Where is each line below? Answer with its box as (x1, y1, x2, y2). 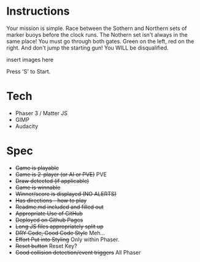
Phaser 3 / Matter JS (15, 109, 68, 117)
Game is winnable (15, 184, 61, 191)
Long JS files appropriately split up (15, 222, 104, 230)
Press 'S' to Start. (6, 67, 51, 75)
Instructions (6, 4, 70, 18)
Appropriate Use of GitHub (15, 209, 83, 217)
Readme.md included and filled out (15, 203, 104, 211)
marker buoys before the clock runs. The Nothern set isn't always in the (6, 31, 188, 38)
